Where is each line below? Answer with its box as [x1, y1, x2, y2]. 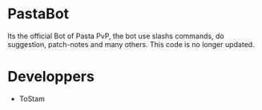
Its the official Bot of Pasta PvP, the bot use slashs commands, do [7, 31, 225, 41]
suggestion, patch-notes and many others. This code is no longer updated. [7, 39, 255, 49]
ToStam [18, 93, 45, 104]
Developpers [7, 68, 95, 86]
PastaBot [7, 5, 70, 23]
